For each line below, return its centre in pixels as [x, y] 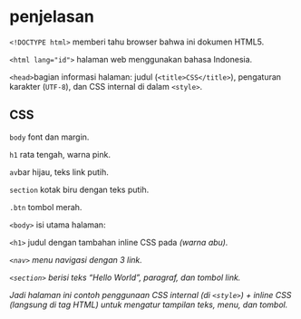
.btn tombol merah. [46, 207]
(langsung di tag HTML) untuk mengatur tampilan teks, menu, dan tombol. [149, 304]
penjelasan [52, 17]
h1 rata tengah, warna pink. [60, 154]
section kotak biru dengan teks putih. [79, 189]
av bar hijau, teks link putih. [59, 172]
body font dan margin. [49, 137]
